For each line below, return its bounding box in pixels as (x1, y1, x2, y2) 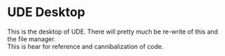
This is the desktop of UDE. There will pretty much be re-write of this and (7, 27, 219, 36)
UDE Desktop (7, 4, 85, 20)
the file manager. (7, 34, 56, 43)
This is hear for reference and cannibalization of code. (7, 42, 164, 50)
